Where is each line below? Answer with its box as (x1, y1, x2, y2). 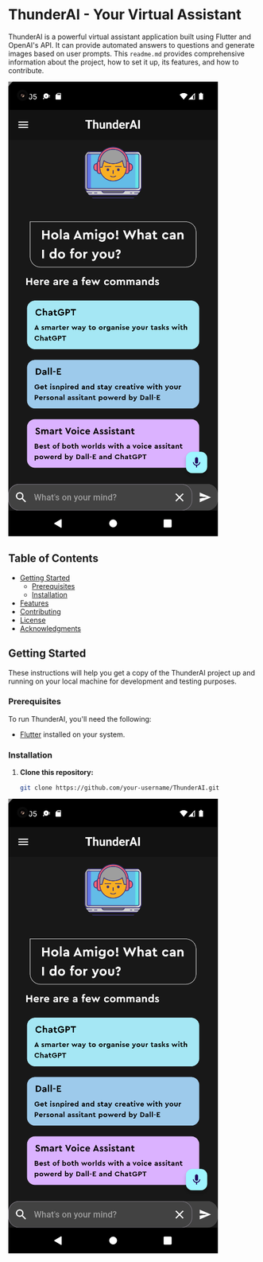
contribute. (8, 65, 44, 75)
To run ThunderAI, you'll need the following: (8, 714, 152, 723)
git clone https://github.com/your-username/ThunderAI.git (19, 784, 220, 793)
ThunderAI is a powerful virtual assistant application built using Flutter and (8, 32, 252, 41)
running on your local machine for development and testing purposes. (8, 676, 237, 686)
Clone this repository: (19, 768, 94, 777)
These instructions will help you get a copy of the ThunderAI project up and (8, 668, 256, 677)
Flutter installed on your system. (19, 730, 126, 739)
